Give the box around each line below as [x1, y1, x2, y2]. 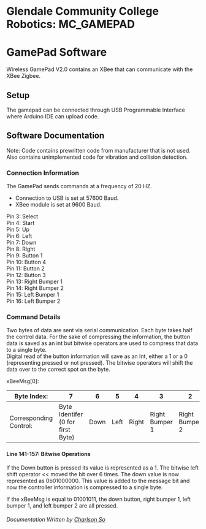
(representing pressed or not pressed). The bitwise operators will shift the [6, 359, 193, 367]
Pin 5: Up [6, 226, 29, 234]
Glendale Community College [6, 4, 159, 18]
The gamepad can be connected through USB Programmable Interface [6, 106, 185, 113]
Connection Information [6, 169, 80, 177]
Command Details [6, 313, 61, 321]
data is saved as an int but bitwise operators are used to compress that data [6, 340, 198, 347]
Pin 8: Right [6, 245, 36, 253]
